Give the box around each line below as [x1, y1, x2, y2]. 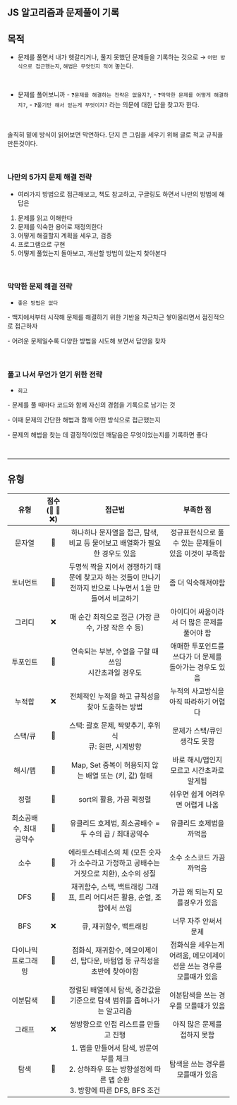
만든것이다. [7, 140, 38, 148]
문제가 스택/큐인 [172, 726, 223, 735]
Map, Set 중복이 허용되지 [71, 760, 150, 770]
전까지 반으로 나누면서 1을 [69, 582, 152, 592]
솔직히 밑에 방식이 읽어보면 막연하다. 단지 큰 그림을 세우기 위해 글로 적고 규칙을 [7, 130, 224, 139]
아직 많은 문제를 [172, 1019, 222, 1029]
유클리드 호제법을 [170, 818, 224, 828]
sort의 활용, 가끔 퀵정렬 [78, 794, 152, 804]
